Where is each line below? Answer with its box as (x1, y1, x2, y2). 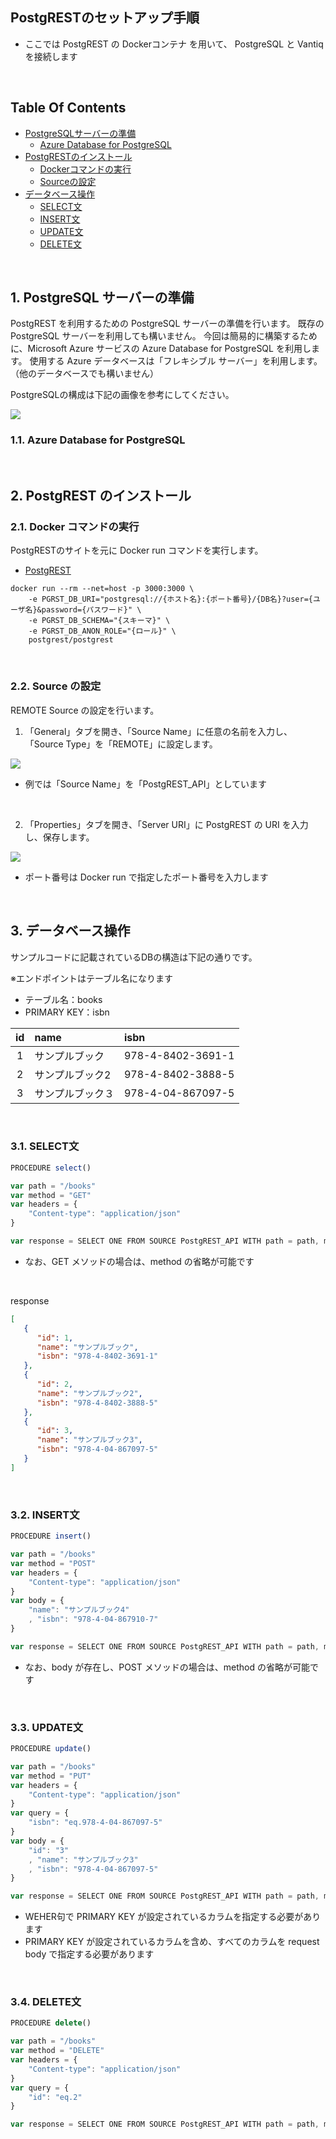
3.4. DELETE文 (10, 1995, 82, 2009)
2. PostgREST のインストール (10, 488, 192, 505)
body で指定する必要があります (24, 1948, 155, 1960)
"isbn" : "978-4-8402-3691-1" (36, 1351, 159, 1362)
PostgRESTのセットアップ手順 (10, 9, 200, 27)
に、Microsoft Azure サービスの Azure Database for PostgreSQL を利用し (10, 343, 312, 355)
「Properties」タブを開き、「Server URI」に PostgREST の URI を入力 (24, 818, 309, 830)
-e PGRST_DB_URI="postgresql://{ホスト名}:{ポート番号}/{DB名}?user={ (28, 594, 314, 605)
